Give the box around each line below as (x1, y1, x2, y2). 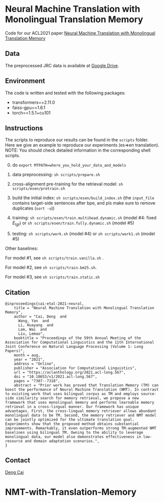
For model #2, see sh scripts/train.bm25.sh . (5, 264, 97, 270)
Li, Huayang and (18, 322, 54, 327)
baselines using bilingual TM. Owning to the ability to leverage (5, 430, 143, 435)
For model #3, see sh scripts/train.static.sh (5, 274, 100, 280)
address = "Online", (14, 361, 56, 366)
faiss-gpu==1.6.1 (12, 105, 46, 110)
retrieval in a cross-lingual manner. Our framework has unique (5, 404, 139, 409)
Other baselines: (5, 245, 38, 251)
